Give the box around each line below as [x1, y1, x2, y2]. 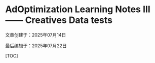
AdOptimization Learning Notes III [5, 4, 150, 15]
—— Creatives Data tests [5, 14, 113, 26]
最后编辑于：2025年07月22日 [5, 42, 67, 49]
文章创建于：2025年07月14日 [5, 31, 66, 38]
